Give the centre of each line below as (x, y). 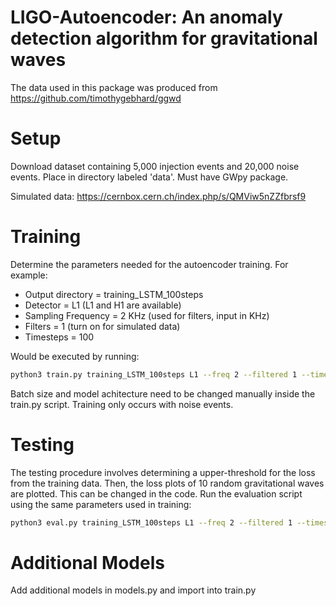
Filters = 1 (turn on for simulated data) (102, 326)
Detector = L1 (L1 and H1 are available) (103, 305)
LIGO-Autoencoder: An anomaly (146, 17)
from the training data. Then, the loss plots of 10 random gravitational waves (167, 483)
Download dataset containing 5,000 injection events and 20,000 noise (155, 166)
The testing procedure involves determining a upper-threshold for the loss (163, 472)
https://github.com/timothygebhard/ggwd (96, 98)
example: (29, 275)
